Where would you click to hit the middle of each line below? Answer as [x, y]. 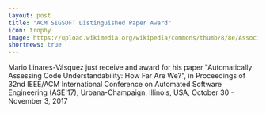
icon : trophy [30, 30]
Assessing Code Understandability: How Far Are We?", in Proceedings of [127, 76]
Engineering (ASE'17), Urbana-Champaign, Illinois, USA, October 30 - [122, 92]
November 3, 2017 [38, 101]
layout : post [30, 15]
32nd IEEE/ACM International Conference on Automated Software [115, 85]
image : [19, 38]
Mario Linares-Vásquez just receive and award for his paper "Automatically [130, 67]
